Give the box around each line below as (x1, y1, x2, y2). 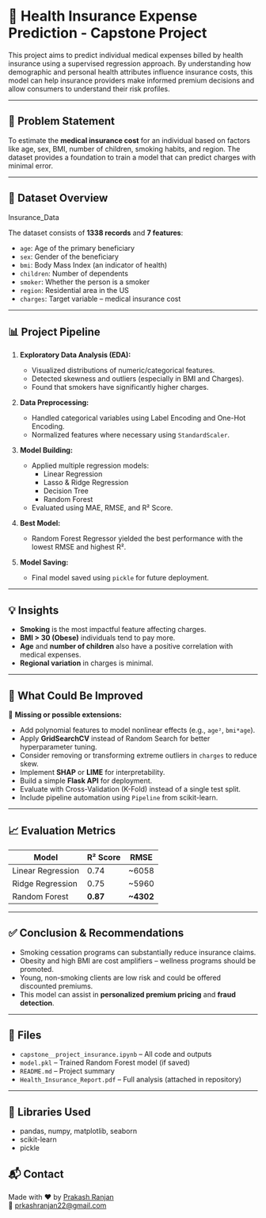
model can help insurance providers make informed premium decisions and (8, 75, 255, 85)
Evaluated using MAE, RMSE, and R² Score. (31, 503, 173, 513)
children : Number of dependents (19, 268, 129, 278)
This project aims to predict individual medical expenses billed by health (8, 50, 244, 60)
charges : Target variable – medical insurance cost (19, 294, 181, 303)
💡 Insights (8, 603, 59, 617)
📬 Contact (8, 1167, 64, 1181)
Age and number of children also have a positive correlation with (19, 642, 234, 651)
